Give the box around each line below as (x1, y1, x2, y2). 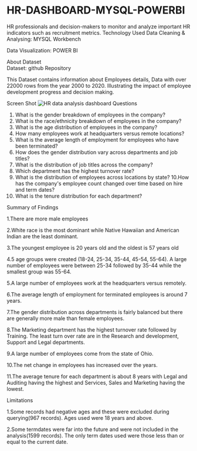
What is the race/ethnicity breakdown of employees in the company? (15, 117, 182, 124)
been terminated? (15, 142, 58, 149)
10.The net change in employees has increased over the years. (6, 361, 158, 368)
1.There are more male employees (6, 215, 89, 222)
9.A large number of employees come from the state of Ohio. (6, 350, 154, 357)
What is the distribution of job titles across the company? (15, 161, 153, 168)
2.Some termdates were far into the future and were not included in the (6, 426, 178, 433)
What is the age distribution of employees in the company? (15, 123, 158, 131)
